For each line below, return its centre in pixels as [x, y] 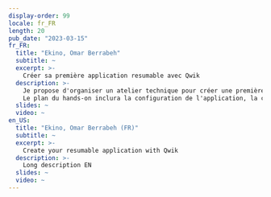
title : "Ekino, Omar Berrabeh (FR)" [77, 128]
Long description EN [57, 166]
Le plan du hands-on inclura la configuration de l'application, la [140, 98]
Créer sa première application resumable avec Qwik [111, 76]
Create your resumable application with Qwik [101, 150]
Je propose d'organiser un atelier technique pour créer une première [144, 90]
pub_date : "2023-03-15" [48, 38]
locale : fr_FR [32, 23]
